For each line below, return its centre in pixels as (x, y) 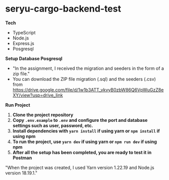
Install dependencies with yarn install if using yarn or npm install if (86, 131)
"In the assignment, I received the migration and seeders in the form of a (88, 68)
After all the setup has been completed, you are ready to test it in (82, 152)
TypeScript (24, 32)
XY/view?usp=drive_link (38, 95)
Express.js (23, 43)
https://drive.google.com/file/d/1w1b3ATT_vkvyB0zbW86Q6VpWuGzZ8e (88, 89)
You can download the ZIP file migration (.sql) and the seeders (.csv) (84, 79)
